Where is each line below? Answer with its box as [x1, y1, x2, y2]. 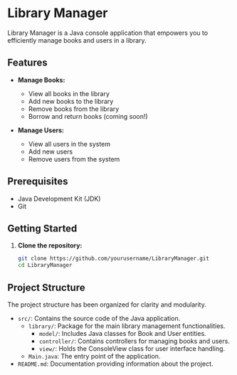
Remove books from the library [28, 105, 120, 113]
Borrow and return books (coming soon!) [28, 112, 148, 120]
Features [7, 57, 48, 69]
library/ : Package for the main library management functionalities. [28, 322, 226, 330]
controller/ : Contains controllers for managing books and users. [38, 337, 230, 345]
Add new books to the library [28, 97, 114, 105]
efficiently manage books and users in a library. [7, 36, 147, 44]
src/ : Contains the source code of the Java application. [17, 314, 181, 322]
